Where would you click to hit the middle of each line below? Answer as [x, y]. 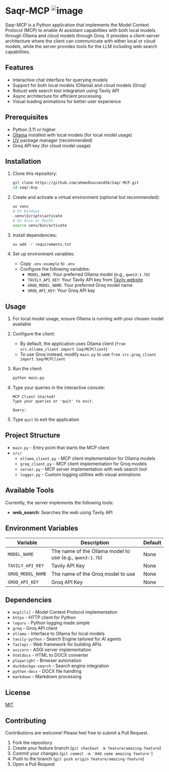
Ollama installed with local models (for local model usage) [72, 135]
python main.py [28, 378]
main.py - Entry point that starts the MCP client [61, 447]
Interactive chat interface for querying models [60, 80]
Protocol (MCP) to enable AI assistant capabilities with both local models [80, 30]
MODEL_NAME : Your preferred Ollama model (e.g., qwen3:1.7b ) [89, 274]
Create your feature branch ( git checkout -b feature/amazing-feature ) [87, 748]
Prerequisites [27, 117]
